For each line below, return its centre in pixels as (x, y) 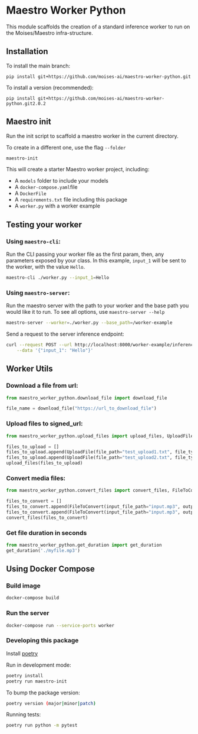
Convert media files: (36, 478)
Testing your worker (44, 224)
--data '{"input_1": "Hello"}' (55, 350)
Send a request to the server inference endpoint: (65, 334)
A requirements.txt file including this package (71, 200)
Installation (27, 52)
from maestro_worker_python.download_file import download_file (87, 398)
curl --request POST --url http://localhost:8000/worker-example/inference (101, 345)
